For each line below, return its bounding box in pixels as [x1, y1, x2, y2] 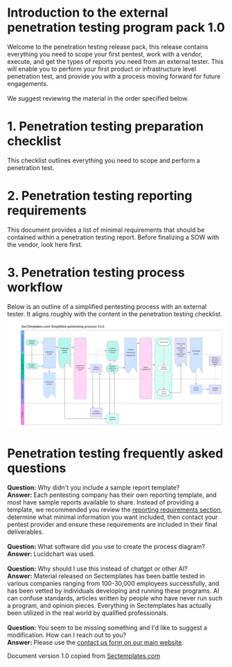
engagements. [7, 79, 48, 87]
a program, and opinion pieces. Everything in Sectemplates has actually [7, 601, 212, 609]
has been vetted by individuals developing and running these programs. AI [7, 586, 220, 595]
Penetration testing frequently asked [7, 446, 224, 461]
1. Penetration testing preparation [7, 119, 204, 135]
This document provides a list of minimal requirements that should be [7, 226, 205, 234]
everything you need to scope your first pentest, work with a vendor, [7, 50, 203, 58]
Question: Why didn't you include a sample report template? [7, 483, 180, 491]
